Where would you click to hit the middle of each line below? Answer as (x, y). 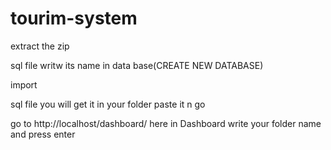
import (24, 84)
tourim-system (74, 18)
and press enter (43, 134)
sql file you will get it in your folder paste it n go (108, 104)
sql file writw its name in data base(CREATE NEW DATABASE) (137, 65)
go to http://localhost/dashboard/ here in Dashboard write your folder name (166, 123)
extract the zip (40, 46)
